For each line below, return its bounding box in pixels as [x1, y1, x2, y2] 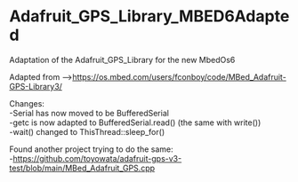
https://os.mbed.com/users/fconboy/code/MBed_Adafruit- [72, 71, 286, 82]
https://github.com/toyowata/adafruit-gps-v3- [12, 153, 182, 163]
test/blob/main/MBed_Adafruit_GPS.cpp [9, 162, 156, 173]
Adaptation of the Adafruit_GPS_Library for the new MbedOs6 [9, 54, 236, 65]
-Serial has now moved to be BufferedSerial [9, 107, 169, 118]
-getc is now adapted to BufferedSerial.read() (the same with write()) [9, 117, 262, 128]
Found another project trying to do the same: [9, 144, 173, 154]
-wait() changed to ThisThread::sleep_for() [9, 126, 165, 137]
